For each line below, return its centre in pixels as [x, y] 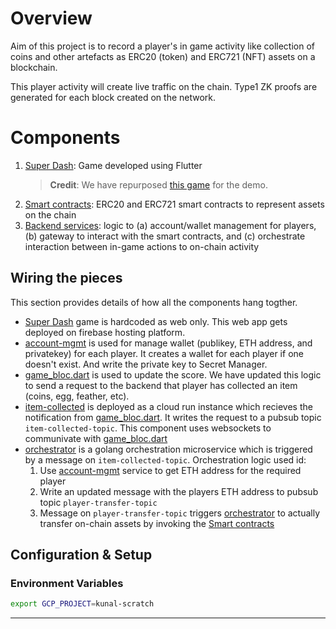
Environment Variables [67, 583]
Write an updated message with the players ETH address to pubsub [179, 491]
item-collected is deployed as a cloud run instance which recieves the [168, 406]
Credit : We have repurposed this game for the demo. [158, 184]
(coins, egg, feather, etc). [77, 396]
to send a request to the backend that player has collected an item [161, 385]
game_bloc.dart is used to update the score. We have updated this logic [173, 374]
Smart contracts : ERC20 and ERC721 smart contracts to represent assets [174, 204]
